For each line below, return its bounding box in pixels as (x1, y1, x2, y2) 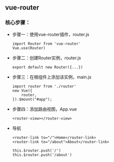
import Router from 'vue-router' (12, 41, 81, 46)
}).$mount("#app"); (12, 97, 53, 102)
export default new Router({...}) (12, 65, 83, 70)
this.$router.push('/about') (12, 152, 72, 157)
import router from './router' (12, 83, 77, 89)
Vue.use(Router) (12, 45, 46, 50)
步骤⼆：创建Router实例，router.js (12, 55, 81, 61)
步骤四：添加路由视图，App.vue (12, 106, 77, 112)
